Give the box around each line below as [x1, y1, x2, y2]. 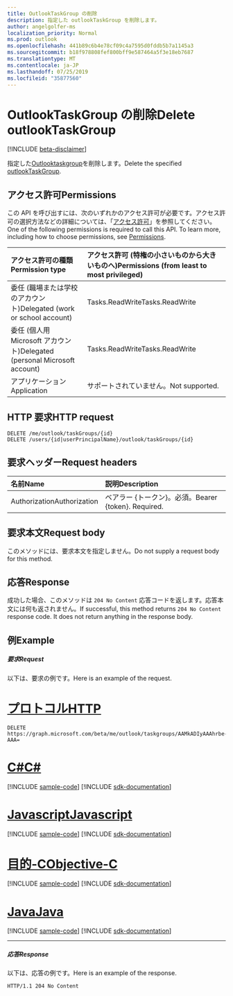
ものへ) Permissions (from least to [94, 261, 207, 271]
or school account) [10, 313, 73, 323]
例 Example [7, 634, 55, 646]
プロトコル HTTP [7, 701, 102, 716]
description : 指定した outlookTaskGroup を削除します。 [7, 17, 160, 24]
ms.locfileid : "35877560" [7, 74, 82, 82]
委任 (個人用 [10, 326, 51, 335]
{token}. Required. [105, 501, 164, 511]
